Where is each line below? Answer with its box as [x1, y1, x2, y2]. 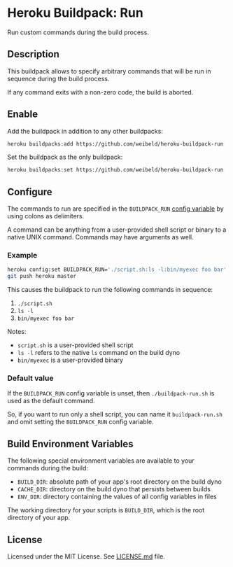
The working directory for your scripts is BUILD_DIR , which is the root [7, 506, 205, 514]
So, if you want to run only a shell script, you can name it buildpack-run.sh [7, 410, 223, 419]
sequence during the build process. [7, 74, 110, 83]
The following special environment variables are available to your [7, 456, 195, 465]
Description [7, 48, 59, 60]
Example [7, 251, 38, 260]
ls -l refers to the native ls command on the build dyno [17, 349, 181, 357]
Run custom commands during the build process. [7, 28, 149, 36]
